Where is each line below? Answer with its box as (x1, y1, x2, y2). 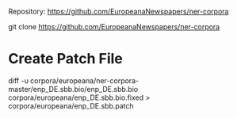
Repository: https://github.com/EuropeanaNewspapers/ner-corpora (8, 7, 229, 16)
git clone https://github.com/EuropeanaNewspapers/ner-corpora (8, 22, 220, 31)
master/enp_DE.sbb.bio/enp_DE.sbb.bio (8, 84, 139, 93)
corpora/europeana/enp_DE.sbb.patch (8, 101, 135, 110)
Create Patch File (8, 50, 123, 68)
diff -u (8, 75, 29, 86)
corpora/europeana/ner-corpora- (30, 75, 140, 86)
